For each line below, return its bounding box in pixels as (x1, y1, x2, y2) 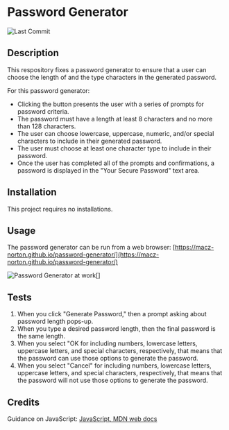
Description (7, 47, 59, 59)
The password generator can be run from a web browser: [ (7, 243, 176, 252)
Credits (7, 396, 40, 408)
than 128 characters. (17, 122, 76, 130)
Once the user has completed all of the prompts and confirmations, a (17, 159, 215, 167)
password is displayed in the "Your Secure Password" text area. (17, 166, 200, 174)
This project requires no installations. (7, 205, 113, 213)
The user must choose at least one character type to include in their (17, 144, 212, 153)
